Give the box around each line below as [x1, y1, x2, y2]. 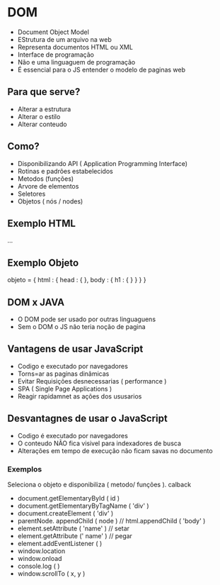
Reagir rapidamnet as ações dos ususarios [17, 391, 142, 401]
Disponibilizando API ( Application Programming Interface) [17, 159, 188, 167]
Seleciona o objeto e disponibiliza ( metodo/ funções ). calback [7, 480, 192, 489]
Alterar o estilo [17, 112, 61, 121]
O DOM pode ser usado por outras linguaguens [17, 315, 156, 323]
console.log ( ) [17, 562, 60, 570]
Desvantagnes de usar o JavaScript [7, 413, 168, 425]
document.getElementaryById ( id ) [17, 494, 120, 502]
